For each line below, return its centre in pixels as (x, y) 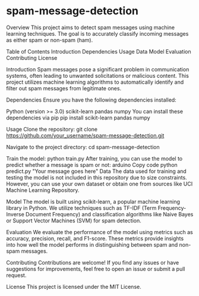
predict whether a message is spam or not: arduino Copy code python (92, 165)
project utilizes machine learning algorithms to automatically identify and (95, 82)
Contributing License (32, 58)
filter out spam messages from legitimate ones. (64, 88)
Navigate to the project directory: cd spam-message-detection (83, 147)
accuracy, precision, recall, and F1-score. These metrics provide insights (95, 238)
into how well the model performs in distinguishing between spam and (92, 244)
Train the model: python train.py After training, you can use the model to (94, 158)
